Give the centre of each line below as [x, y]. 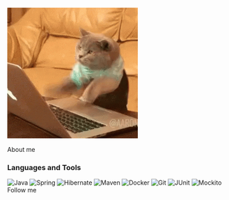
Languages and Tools [44, 167]
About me [21, 149]
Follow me [22, 190]
